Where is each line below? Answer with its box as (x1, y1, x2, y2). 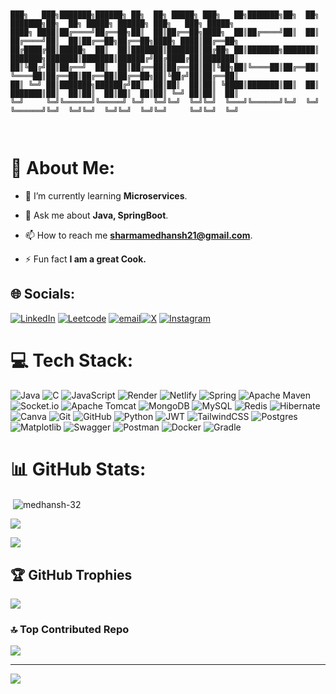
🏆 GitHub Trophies (10, 566, 133, 583)
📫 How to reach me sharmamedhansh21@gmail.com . (24, 229, 253, 241)
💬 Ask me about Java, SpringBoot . (24, 209, 169, 221)
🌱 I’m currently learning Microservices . (24, 189, 188, 202)
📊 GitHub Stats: (10, 458, 147, 480)
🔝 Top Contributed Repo (10, 623, 130, 637)
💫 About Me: (10, 157, 116, 180)
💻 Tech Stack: (10, 349, 134, 372)
